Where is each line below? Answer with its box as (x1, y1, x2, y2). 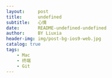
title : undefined (6, 14, 62, 20)
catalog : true (6, 42, 41, 48)
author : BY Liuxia (6, 30, 62, 36)
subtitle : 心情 (6, 19, 47, 25)
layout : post (6, 8, 49, 15)
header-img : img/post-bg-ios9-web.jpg (6, 36, 101, 42)
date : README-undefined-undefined (6, 25, 107, 31)
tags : (6, 47, 19, 53)
